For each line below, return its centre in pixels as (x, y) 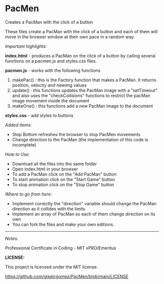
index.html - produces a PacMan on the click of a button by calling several (80, 56)
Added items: (18, 125)
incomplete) (24, 144)
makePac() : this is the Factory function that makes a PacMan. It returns (84, 80)
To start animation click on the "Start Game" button (63, 179)
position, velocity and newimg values (49, 85)
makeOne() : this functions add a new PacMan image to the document (82, 106)
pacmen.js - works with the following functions (53, 70)
